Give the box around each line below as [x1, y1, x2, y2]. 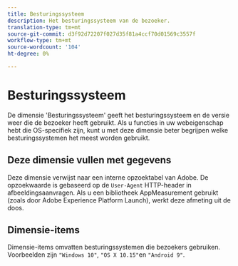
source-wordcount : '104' [7, 44, 81, 51]
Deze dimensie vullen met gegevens [7, 154, 172, 166]
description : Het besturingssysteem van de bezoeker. [7, 17, 171, 24]
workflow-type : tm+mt [7, 37, 72, 44]
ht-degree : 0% [7, 51, 50, 58]
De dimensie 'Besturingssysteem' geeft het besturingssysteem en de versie [7, 111, 230, 119]
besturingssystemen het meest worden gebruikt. [7, 133, 150, 142]
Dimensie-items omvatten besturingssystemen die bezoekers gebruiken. [7, 243, 221, 252]
